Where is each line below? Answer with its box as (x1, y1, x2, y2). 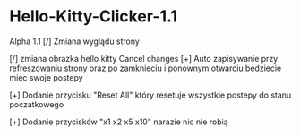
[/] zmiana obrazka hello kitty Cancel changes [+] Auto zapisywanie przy (9, 53, 279, 64)
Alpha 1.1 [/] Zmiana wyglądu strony (9, 36, 141, 47)
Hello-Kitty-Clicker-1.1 (9, 6, 177, 27)
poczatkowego (9, 98, 64, 109)
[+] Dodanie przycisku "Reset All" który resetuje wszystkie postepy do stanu (9, 89, 292, 100)
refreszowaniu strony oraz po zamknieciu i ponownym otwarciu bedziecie (9, 63, 282, 73)
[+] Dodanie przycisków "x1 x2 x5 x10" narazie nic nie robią (9, 116, 228, 127)
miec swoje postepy (9, 72, 83, 82)
